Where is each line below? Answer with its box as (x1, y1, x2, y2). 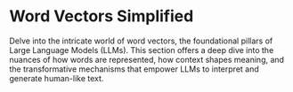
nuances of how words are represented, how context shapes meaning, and (9, 54, 285, 65)
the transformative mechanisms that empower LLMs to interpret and (9, 64, 260, 74)
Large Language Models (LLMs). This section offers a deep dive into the (9, 44, 274, 55)
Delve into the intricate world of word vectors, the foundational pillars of (9, 35, 273, 46)
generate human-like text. (9, 73, 104, 83)
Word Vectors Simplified (9, 6, 194, 27)
